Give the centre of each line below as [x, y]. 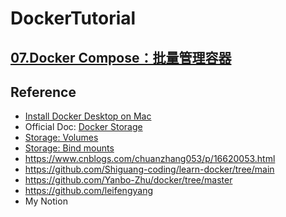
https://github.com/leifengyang [88, 191]
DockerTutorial [73, 18]
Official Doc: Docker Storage [83, 127]
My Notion [46, 201]
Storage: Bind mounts [69, 148]
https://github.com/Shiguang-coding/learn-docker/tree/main [149, 169]
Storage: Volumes [61, 138]
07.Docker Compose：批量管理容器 [121, 57]
